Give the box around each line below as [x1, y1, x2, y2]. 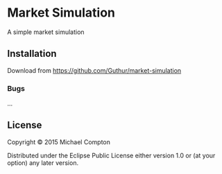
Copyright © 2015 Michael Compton [7, 137, 111, 146]
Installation [7, 48, 57, 60]
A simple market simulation [7, 28, 85, 36]
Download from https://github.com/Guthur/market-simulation [7, 66, 182, 74]
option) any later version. [7, 158, 78, 167]
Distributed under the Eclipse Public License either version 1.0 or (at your [7, 151, 216, 159]
